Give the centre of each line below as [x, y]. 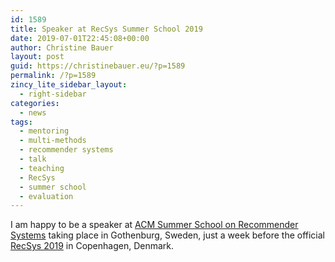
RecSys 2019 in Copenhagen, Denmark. [92, 246]
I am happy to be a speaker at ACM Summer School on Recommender [154, 225]
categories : [35, 103]
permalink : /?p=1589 [53, 76]
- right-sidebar [53, 94]
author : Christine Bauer [62, 47]
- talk [33, 159]
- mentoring [44, 131]
